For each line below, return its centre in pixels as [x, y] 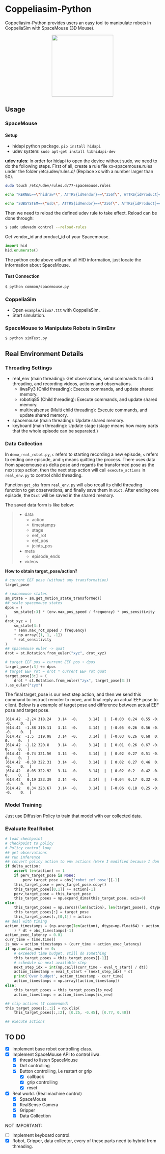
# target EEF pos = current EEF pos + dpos [50, 662]
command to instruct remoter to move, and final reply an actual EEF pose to [82, 700]
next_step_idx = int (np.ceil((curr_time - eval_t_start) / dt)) [81, 967]
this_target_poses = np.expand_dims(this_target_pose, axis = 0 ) [80, 899]
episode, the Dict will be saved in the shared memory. [60, 495]
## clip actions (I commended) [37, 1004]
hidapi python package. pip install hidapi [56, 146]
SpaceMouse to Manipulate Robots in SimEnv [60, 328]
